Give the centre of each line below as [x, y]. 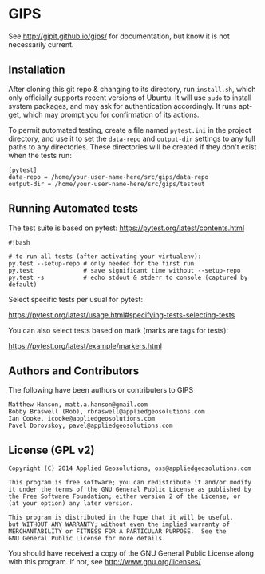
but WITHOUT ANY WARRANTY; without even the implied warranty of [119, 524]
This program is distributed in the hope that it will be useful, [121, 518]
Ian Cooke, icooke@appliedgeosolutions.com [82, 419]
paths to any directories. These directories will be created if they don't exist [132, 147]
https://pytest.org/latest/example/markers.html [85, 345]
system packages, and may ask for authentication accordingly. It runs [123, 106]
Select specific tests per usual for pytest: [76, 299]
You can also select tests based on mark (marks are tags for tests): [119, 330]
